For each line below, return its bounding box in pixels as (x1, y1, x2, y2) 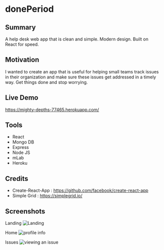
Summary (5, 23, 36, 32)
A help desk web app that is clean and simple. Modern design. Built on (5, 36, 149, 42)
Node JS (12, 149, 31, 156)
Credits (5, 174, 29, 183)
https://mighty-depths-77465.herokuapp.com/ (5, 107, 99, 112)
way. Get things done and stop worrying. (5, 79, 88, 85)
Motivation (5, 56, 40, 64)
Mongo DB (12, 139, 35, 145)
